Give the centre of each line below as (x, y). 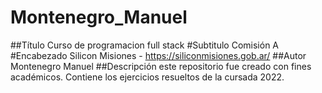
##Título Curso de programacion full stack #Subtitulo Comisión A (145, 45)
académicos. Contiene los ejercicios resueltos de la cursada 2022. (147, 77)
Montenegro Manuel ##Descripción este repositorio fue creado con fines (161, 66)
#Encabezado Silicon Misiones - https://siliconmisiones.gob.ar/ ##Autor (158, 55)
